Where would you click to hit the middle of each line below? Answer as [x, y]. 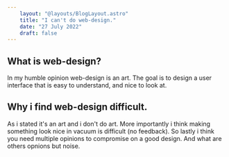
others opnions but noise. [44, 146]
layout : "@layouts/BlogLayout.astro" [74, 14]
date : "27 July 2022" [51, 26]
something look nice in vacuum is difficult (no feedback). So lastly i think [111, 131]
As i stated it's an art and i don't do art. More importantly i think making [109, 124]
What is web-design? [54, 61]
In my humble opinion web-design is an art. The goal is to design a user [110, 78]
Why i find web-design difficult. [77, 107]
